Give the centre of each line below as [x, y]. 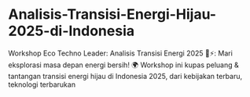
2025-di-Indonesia [72, 31]
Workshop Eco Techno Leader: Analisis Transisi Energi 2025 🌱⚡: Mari [121, 53]
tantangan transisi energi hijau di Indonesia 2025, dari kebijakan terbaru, [125, 76]
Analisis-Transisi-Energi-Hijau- [112, 14]
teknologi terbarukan [42, 84]
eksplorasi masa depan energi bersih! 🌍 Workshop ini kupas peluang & [124, 65]
